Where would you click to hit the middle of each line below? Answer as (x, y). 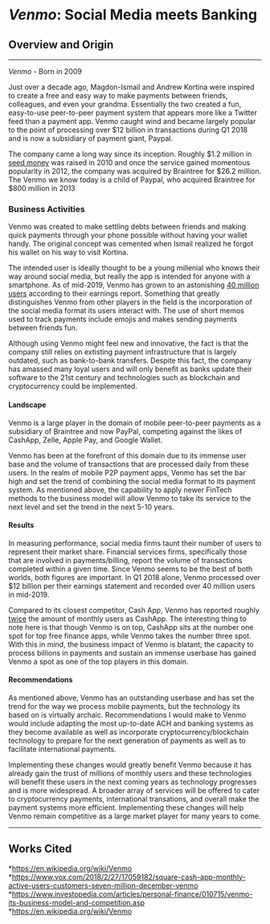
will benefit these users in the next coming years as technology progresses (133, 781)
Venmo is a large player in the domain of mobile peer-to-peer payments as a (135, 423)
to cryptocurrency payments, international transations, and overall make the (134, 798)
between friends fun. (43, 328)
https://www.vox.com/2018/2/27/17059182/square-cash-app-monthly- (129, 876)
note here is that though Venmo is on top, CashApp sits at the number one (131, 627)
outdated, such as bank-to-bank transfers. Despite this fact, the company (130, 361)
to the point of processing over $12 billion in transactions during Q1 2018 (128, 130)
